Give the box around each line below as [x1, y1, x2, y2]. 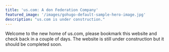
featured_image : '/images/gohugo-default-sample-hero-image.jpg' [5, 12, 146, 17]
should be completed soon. [5, 41, 62, 47]
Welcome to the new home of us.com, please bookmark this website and [5, 31, 157, 37]
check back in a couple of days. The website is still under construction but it [5, 36, 164, 42]
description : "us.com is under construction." [5, 17, 105, 22]
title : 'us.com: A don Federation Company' [5, 7, 99, 13]
